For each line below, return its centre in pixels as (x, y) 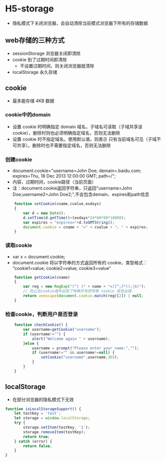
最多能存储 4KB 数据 (33, 101)
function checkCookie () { (41, 325)
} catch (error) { (33, 441)
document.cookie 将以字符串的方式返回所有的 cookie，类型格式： (80, 262)
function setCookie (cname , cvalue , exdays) (58, 204)
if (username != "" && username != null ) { (73, 353)
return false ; (38, 446)
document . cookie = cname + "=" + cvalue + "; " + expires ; (86, 227)
